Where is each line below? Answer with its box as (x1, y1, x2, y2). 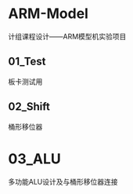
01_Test (8, 55, 46, 68)
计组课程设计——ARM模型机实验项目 (8, 31, 127, 41)
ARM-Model (8, 5, 88, 23)
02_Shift (8, 100, 51, 114)
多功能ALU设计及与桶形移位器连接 (8, 177, 118, 186)
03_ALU (8, 150, 61, 167)
